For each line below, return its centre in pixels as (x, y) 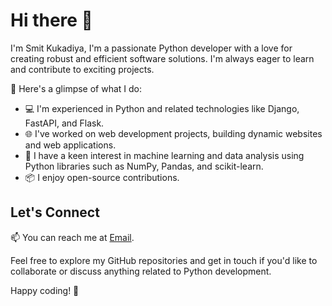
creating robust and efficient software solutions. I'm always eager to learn (162, 58)
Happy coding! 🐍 (45, 290)
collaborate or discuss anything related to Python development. (141, 271)
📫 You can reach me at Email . (72, 237)
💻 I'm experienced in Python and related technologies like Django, (162, 108)
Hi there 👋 (51, 20)
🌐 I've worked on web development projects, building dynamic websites (173, 133)
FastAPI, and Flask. (64, 123)
